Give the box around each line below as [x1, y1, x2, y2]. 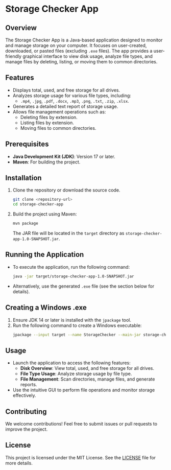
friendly [5, 53, 22, 59]
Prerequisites [5, 140, 49, 149]
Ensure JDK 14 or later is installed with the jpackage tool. [12, 317, 132, 323]
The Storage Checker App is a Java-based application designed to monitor [5, 37, 163, 43]
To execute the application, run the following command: [12, 264, 130, 270]
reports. [20, 382, 37, 388]
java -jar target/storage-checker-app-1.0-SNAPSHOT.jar [12, 274, 134, 279]
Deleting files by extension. [20, 114, 78, 120]
